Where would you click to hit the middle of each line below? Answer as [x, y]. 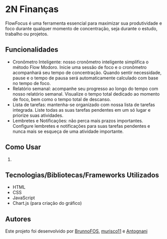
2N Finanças [32, 9]
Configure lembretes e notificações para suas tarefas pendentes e [81, 126]
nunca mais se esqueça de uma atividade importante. [68, 131]
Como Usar [23, 147]
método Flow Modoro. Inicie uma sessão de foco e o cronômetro [79, 67]
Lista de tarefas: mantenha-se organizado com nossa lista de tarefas [83, 105]
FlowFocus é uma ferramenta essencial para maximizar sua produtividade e [84, 23]
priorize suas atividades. [38, 115]
